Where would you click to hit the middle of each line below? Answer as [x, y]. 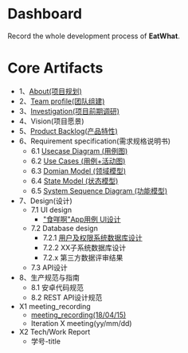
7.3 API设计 [49, 267]
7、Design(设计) [45, 201]
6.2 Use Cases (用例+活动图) [78, 161]
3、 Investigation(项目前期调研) [69, 111]
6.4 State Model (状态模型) [74, 181]
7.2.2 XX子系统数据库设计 [84, 247]
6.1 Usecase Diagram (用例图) [79, 151]
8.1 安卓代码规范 [57, 287]
